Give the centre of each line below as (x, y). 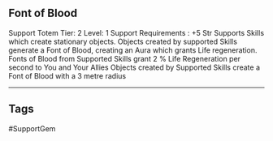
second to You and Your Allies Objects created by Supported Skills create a (134, 67)
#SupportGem (32, 128)
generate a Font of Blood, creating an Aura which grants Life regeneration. (133, 50)
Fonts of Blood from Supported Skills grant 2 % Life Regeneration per (125, 58)
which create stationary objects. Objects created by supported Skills (123, 41)
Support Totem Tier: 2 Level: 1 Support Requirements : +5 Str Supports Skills (136, 32)
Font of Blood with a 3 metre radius (67, 75)
